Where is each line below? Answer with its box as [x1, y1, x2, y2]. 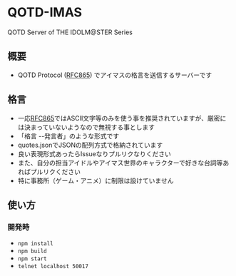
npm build [17, 247, 48, 255]
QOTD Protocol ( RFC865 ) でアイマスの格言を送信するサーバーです [17, 71, 212, 79]
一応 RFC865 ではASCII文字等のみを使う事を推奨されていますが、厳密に [17, 113, 227, 122]
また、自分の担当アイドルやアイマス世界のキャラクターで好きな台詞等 [17, 158, 223, 167]
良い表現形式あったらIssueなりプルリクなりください [17, 149, 171, 158]
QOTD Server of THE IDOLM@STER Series [7, 28, 133, 36]
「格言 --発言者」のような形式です [17, 131, 120, 140]
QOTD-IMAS [7, 4, 83, 21]
